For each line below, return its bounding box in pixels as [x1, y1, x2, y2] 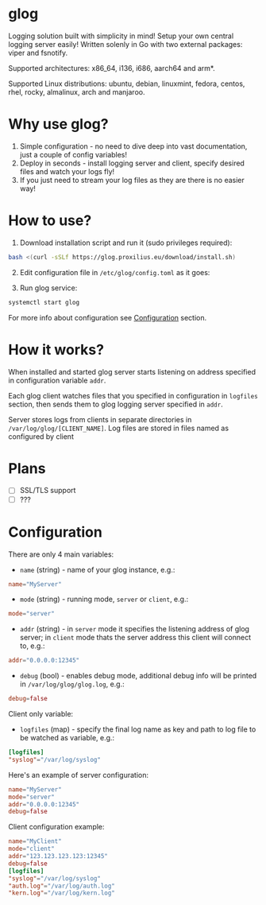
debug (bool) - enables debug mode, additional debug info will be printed [19, 671, 257, 681]
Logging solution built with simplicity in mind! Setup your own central [8, 31, 234, 41]
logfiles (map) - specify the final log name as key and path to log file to [19, 724, 256, 734]
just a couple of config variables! [19, 150, 128, 159]
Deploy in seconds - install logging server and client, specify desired [19, 158, 245, 168]
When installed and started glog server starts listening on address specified [8, 367, 256, 376]
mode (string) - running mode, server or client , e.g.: [19, 594, 189, 604]
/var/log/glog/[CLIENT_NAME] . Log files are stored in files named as [8, 423, 229, 433]
